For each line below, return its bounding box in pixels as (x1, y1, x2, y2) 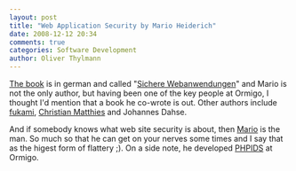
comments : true (9, 37, 66, 47)
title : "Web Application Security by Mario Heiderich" (9, 21, 217, 30)
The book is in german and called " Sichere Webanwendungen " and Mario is (9, 79, 287, 89)
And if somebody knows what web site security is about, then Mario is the (9, 124, 281, 134)
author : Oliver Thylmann (9, 54, 101, 63)
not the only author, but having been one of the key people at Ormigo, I (9, 88, 269, 98)
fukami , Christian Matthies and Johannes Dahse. (9, 107, 188, 117)
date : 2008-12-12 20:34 (9, 29, 98, 38)
